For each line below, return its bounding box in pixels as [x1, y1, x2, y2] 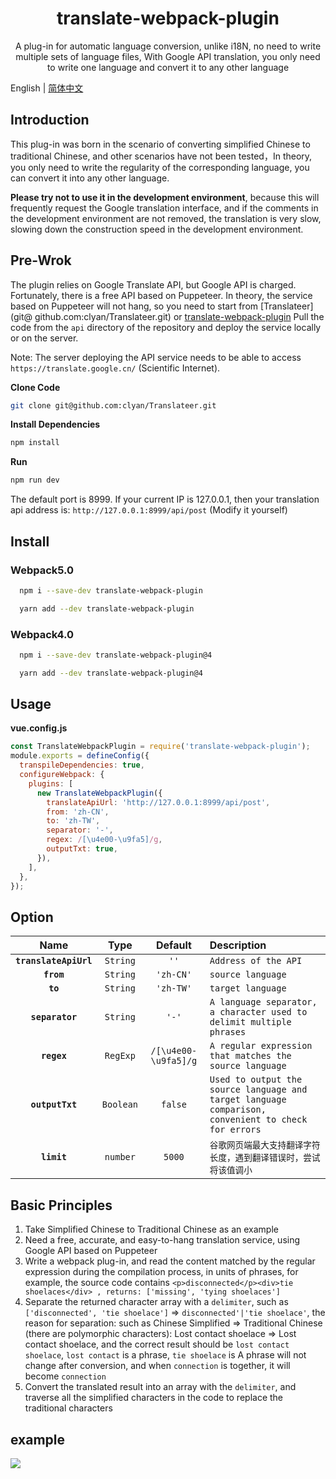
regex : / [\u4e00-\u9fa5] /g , [46, 835, 163, 845]
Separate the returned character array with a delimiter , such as [24, 1296, 289, 1308]
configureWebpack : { [19, 770, 105, 780]
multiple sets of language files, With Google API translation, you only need [15, 50, 321, 62]
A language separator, [209, 997, 318, 1008]
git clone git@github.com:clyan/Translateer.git [10, 400, 217, 411]
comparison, [209, 1104, 267, 1116]
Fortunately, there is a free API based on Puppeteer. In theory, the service [10, 289, 313, 301]
